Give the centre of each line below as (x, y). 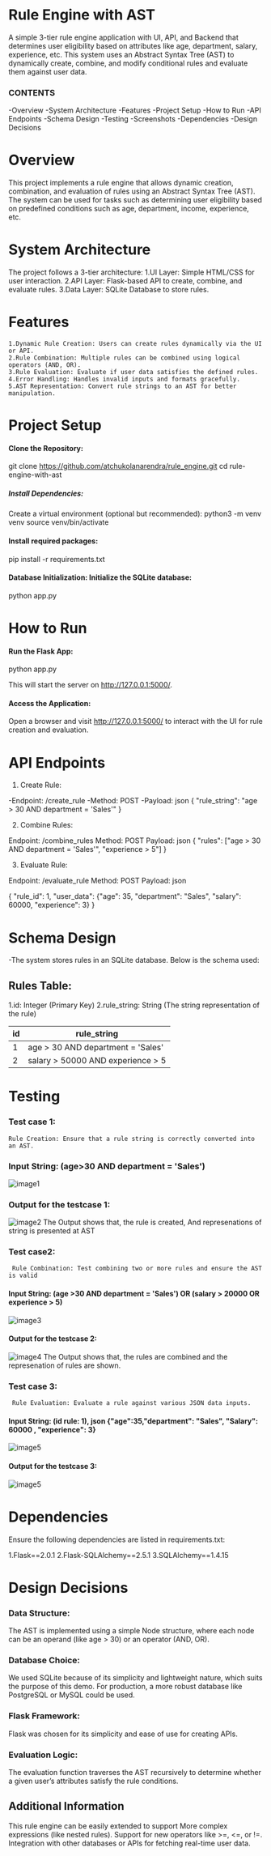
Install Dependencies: (46, 494)
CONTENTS (32, 92)
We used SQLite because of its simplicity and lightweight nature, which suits (135, 1678)
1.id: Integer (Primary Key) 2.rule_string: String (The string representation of (134, 1005)
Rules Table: (40, 985)
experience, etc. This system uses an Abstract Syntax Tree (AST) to (121, 54)
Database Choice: (44, 1660)
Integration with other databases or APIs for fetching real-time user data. (129, 1843)
